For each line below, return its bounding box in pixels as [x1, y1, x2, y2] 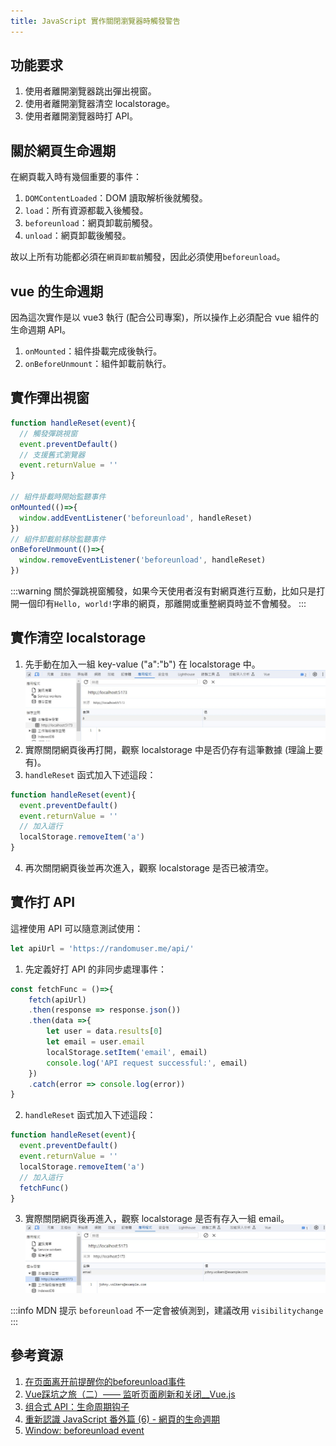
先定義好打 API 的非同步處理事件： [24, 963, 168, 975]
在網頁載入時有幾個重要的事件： [10, 171, 142, 183]
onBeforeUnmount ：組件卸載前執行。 [24, 358, 172, 370]
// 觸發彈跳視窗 [19, 428, 78, 439]
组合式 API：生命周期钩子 [24, 1400, 130, 1412]
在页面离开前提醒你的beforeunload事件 [24, 1375, 186, 1387]
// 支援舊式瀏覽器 [19, 450, 86, 460]
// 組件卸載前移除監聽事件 [10, 534, 107, 544]
